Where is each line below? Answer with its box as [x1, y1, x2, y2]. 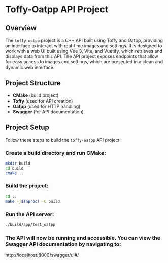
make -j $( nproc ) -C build [5, 199, 60, 204]
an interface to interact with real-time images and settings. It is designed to [5, 43, 162, 49]
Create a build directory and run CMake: [5, 149, 106, 156]
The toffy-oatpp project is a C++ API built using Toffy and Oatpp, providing [5, 37, 163, 43]
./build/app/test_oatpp [5, 222, 56, 227]
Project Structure [5, 79, 61, 87]
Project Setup [5, 123, 50, 132]
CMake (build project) [12, 92, 59, 98]
